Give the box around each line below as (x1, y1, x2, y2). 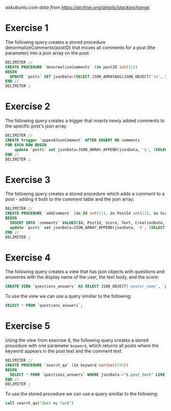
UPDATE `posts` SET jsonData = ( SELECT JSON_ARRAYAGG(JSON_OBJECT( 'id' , (10, 74, 163, 79)
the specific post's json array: (5, 123, 68, 129)
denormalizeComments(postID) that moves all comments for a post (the (5, 44, 156, 51)
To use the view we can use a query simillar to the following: (5, 293, 132, 299)
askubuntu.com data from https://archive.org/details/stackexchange (5, 5, 150, 10)
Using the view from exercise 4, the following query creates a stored (5, 337, 149, 344)
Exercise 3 (5, 174, 51, 185)
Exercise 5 (5, 320, 50, 332)
